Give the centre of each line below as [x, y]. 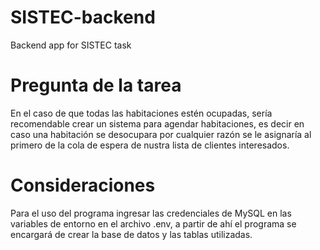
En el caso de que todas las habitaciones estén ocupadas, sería [141, 113]
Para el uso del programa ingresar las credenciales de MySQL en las [151, 213]
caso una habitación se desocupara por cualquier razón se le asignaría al [161, 134]
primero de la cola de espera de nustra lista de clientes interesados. [150, 145]
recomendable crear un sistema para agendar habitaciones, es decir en [157, 123]
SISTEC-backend [83, 17]
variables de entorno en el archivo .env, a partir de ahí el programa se [153, 223]
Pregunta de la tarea [96, 85]
